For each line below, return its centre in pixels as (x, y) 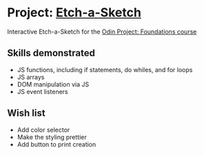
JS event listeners (43, 91)
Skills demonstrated (51, 53)
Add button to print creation (57, 144)
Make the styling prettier (52, 137)
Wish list (27, 114)
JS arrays (31, 77)
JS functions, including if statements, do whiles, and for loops (105, 69)
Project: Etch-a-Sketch (74, 13)
